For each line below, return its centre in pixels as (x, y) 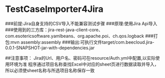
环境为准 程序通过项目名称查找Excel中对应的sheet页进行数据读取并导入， (84, 64)
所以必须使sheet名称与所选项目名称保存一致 (50, 70)
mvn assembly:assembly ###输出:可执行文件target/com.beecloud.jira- (82, 42)
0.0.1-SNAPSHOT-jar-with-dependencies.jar (50, 48)
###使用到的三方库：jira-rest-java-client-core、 (54, 30)
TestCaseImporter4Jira (54, 9)
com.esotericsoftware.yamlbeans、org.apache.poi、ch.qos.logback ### (79, 36)
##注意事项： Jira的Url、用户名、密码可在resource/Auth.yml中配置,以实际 (81, 58)
